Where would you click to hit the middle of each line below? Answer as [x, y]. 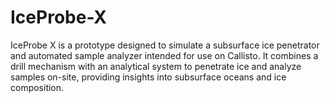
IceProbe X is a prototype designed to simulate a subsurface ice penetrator [165, 45]
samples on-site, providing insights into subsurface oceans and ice [148, 77]
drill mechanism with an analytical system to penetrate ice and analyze [156, 66]
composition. [37, 87]
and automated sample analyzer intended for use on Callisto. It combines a [164, 55]
